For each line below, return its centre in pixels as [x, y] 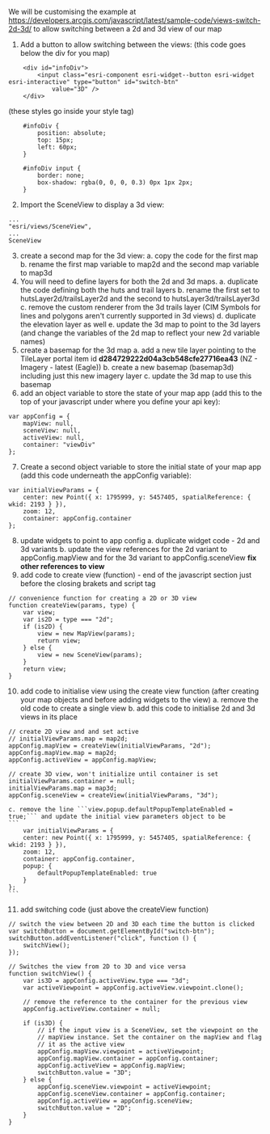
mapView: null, [49, 424]
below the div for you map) [65, 53]
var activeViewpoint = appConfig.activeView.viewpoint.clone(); [133, 988]
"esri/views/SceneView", [50, 226]
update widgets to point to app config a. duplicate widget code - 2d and [140, 540]
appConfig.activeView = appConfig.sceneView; [116, 1101]
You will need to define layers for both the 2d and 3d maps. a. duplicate [139, 281]
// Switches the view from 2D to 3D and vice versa [97, 967]
